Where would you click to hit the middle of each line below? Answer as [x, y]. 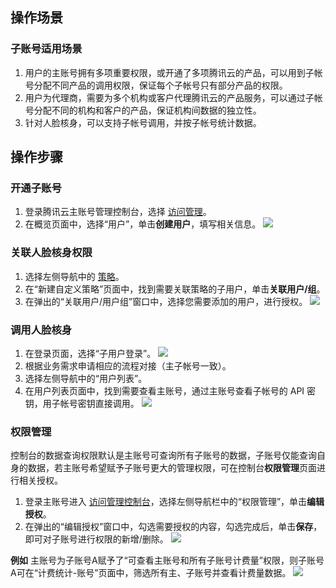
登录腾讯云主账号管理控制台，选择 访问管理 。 [118, 212]
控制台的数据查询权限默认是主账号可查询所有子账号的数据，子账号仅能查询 [163, 455]
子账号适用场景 [46, 49]
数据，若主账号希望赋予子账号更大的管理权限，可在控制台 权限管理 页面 [172, 468]
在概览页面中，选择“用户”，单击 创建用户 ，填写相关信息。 [143, 224]
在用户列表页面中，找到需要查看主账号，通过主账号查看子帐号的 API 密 [170, 390]
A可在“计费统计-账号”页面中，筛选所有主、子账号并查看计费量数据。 [151, 573]
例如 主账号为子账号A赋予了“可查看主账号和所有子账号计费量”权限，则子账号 [167, 560]
